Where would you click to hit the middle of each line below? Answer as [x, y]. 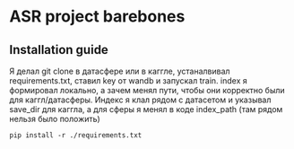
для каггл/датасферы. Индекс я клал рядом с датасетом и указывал [140, 100]
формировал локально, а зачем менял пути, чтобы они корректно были [147, 90]
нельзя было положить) [55, 119]
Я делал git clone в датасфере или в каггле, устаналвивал [120, 71]
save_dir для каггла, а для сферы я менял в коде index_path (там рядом [146, 109]
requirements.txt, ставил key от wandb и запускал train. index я [129, 81]
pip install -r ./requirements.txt [76, 136]
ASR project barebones [97, 17]
